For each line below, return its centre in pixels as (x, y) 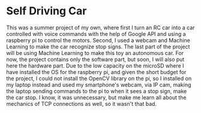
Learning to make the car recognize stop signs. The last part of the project (98, 47)
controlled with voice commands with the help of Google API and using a (96, 33)
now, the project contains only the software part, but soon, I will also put (95, 59)
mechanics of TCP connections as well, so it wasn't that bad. (82, 103)
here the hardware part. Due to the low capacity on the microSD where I (95, 65)
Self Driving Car (46, 11)
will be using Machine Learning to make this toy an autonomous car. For (95, 53)
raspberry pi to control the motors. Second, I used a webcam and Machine (98, 40)
